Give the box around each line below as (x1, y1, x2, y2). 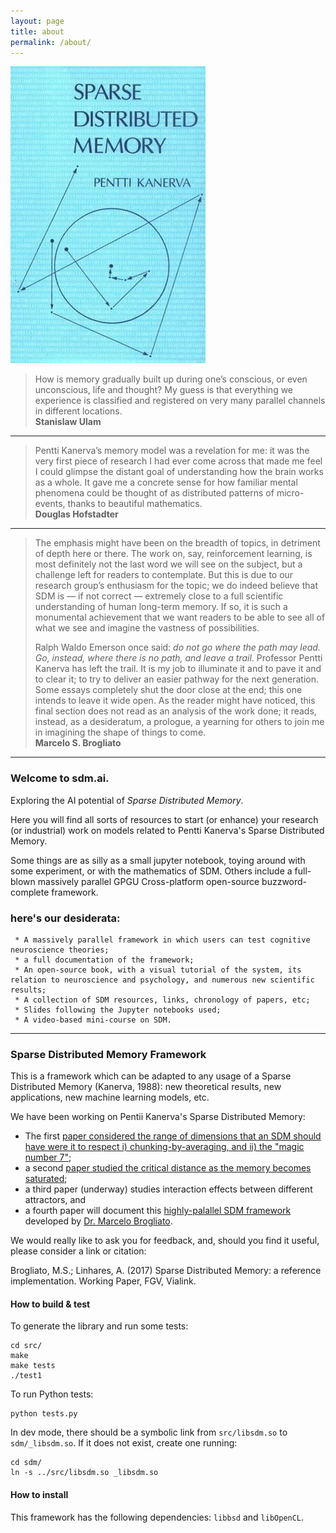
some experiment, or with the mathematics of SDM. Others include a (10, 865, 293, 877)
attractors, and (24, 1194, 87, 1206)
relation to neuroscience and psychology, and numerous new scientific (10, 975, 315, 985)
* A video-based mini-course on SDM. (14, 1015, 172, 1025)
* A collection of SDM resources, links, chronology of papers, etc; (14, 995, 311, 1005)
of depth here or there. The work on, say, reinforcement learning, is (34, 548, 313, 560)
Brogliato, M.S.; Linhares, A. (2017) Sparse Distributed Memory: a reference (10, 1265, 322, 1277)
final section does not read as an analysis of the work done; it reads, (34, 705, 317, 717)
